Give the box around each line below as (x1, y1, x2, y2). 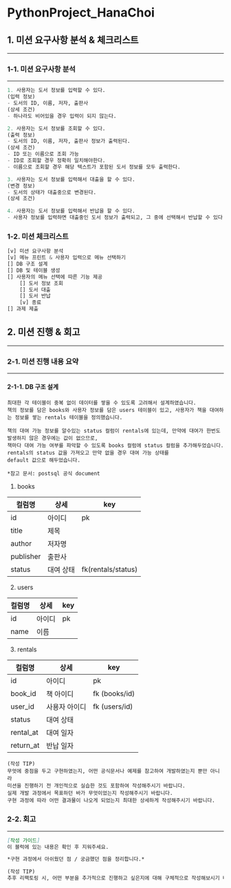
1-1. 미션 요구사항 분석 (7, 64, 76, 74)
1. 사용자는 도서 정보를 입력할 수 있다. (7, 87, 106, 94)
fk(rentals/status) (81, 564, 138, 574)
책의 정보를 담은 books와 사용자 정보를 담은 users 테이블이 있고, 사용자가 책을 (7, 407, 207, 414)
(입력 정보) (7, 93, 36, 101)
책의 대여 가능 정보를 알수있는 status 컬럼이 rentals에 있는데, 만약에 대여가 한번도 (7, 428, 221, 435)
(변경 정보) (7, 182, 36, 189)
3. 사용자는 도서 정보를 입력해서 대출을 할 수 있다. (7, 176, 135, 183)
